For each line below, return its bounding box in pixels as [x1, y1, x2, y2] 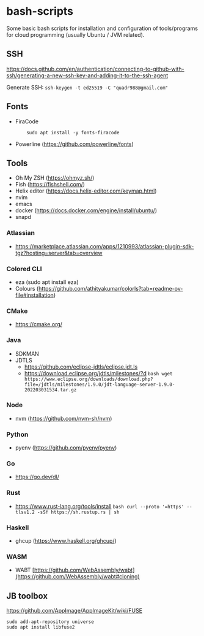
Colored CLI [6, 264, 42, 273]
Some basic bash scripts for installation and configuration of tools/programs [6, 25, 199, 32]
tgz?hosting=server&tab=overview [15, 249, 103, 256]
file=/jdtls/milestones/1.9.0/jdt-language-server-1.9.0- [24, 381, 175, 388]
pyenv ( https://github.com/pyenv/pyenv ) [15, 444, 117, 451]
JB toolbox [6, 591, 48, 601]
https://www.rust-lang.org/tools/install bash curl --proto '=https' [15, 502, 184, 510]
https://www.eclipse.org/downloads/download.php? [24, 376, 154, 382]
